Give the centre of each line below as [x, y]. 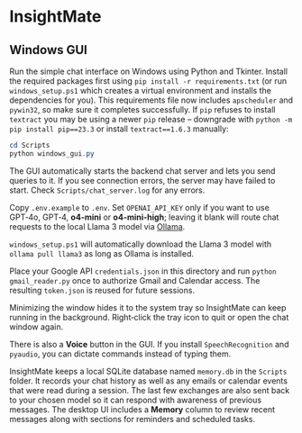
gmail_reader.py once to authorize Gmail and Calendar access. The [135, 280]
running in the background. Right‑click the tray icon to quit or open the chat [149, 317]
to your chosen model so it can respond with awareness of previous [136, 400]
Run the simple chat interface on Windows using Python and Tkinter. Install [149, 71]
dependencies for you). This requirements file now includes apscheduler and [151, 100]
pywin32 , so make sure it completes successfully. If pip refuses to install [142, 109]
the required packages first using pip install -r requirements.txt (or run [148, 81]
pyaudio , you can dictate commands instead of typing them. [120, 354]
